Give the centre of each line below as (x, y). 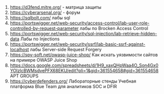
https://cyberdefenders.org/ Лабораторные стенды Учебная (73, 81)
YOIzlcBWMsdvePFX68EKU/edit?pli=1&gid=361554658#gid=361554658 (84, 71)
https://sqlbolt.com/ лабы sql (40, 18)
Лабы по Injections (40, 39)
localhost (19, 49)
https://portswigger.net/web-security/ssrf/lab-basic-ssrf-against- (78, 44)
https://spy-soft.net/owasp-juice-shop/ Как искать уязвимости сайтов (84, 55)
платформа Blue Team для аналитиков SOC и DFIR (63, 86)
